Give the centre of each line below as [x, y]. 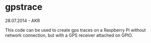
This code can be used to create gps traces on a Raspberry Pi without [75, 30]
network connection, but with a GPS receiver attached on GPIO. [69, 35]
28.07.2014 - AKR [22, 21]
